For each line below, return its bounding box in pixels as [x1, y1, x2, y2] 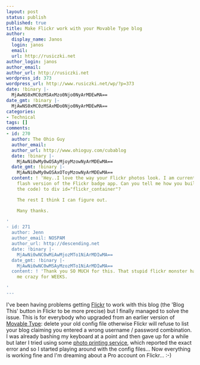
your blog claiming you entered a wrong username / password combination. [6, 326, 192, 333]
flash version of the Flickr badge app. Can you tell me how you [17, 181, 183, 187]
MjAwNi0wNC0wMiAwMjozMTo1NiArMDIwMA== [17, 252, 113, 258]
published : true [6, 20, 46, 26]
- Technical [6, 114, 36, 120]
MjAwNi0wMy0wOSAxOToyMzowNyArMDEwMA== [17, 169, 113, 176]
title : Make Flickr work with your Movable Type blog [6, 25, 143, 32]
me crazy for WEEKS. [17, 274, 68, 280]
